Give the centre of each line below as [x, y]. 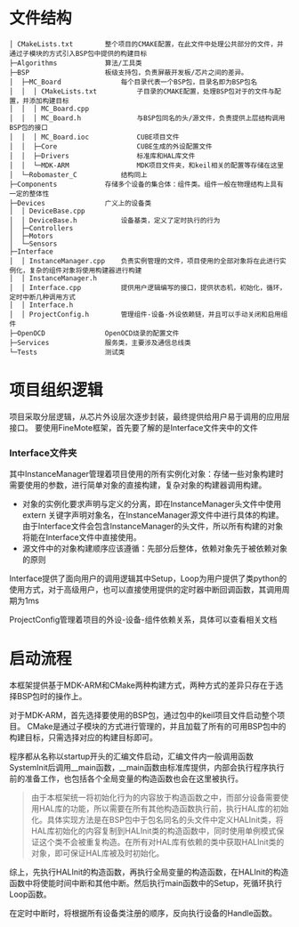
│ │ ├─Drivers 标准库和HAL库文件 [102, 156]
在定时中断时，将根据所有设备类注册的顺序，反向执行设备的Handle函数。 [143, 914]
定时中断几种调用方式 [42, 297]
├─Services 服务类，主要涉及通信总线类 [100, 343]
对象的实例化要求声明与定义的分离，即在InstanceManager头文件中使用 [152, 504]
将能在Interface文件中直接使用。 [81, 537]
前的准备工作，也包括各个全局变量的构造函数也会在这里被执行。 [126, 778]
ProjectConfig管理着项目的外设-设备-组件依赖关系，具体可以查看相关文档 [143, 620]
